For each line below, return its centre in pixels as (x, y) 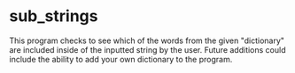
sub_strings (54, 16)
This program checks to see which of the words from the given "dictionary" (147, 40)
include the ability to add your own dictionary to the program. (121, 59)
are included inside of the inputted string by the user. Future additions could (147, 49)
